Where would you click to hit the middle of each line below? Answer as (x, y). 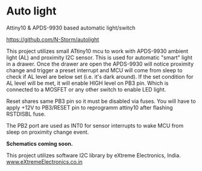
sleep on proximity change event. (48, 132)
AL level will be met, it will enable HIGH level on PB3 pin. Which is (87, 83)
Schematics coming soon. (40, 143)
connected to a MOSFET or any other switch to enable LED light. (86, 89)
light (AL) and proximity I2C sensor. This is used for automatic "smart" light (99, 57)
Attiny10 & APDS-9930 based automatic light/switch (71, 28)
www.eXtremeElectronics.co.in (45, 161)
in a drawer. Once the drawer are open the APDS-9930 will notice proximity (100, 64)
